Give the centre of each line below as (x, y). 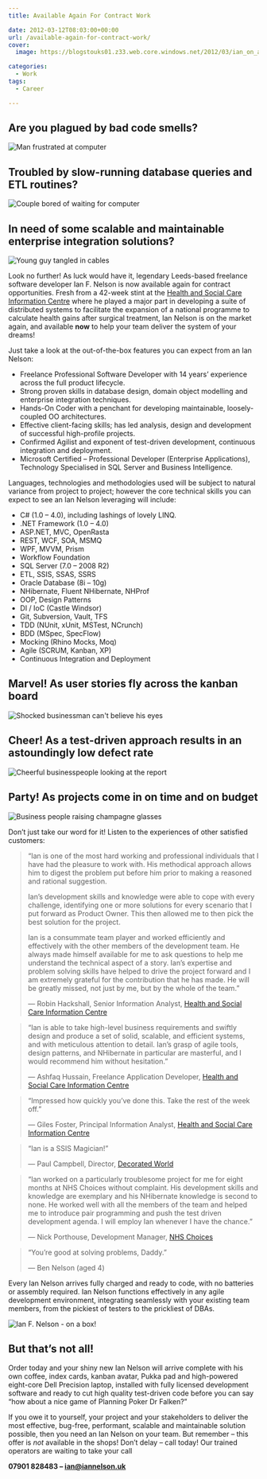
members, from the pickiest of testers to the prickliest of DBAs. (112, 1308)
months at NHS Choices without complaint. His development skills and (143, 1188)
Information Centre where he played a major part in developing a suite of (127, 301)
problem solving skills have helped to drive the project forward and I (139, 971)
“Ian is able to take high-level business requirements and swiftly (132, 1027)
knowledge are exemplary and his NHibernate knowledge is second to (143, 1196)
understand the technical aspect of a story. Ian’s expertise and (130, 962)
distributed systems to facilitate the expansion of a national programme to (129, 310)
